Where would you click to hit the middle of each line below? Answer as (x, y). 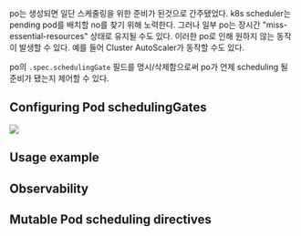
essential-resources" (49, 36)
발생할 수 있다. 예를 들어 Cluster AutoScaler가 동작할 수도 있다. (131, 47)
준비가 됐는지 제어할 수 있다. (59, 78)
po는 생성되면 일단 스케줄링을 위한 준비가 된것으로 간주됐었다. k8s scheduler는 (150, 13)
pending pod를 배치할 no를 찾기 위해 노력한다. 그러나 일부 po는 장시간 (135, 25)
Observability (49, 188)
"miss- (275, 25)
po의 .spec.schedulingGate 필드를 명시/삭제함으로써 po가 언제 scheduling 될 (149, 67)
